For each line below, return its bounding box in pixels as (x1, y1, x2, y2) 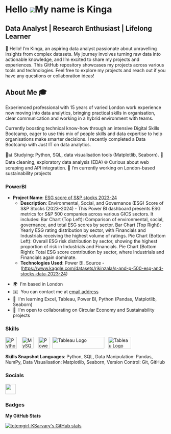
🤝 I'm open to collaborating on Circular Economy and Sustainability (12, 307, 155, 313)
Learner (5, 32, 31, 40)
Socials (5, 372, 24, 379)
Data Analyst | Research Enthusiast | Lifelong (5, 24, 152, 33)
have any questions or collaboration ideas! (5, 73, 94, 79)
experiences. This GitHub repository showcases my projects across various (5, 62, 164, 68)
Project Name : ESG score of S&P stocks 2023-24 (12, 194, 117, 201)
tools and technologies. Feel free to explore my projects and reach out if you (5, 68, 166, 73)
